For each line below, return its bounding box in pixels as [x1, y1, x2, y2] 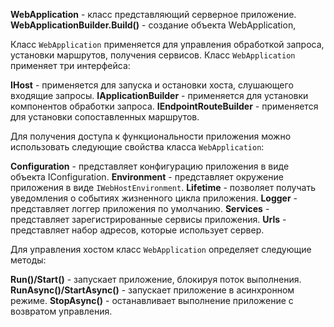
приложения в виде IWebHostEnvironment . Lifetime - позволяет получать [10, 182, 316, 193]
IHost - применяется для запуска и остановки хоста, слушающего [10, 79, 294, 91]
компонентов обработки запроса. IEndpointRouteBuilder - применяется [10, 100, 319, 112]
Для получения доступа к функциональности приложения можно [10, 130, 292, 142]
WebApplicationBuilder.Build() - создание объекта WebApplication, [10, 19, 297, 31]
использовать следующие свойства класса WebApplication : [10, 141, 265, 153]
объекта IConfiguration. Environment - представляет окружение [10, 171, 284, 183]
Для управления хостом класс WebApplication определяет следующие [10, 244, 312, 255]
